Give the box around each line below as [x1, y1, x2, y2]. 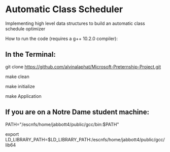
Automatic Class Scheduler [5, 4, 123, 15]
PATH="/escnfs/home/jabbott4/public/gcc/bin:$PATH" [5, 121, 119, 127]
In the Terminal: [5, 50, 56, 59]
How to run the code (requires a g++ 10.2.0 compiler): [5, 35, 118, 42]
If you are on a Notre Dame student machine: [5, 108, 150, 117]
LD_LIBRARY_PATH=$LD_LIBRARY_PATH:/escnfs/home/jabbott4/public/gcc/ [5, 136, 165, 142]
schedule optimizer [5, 25, 46, 31]
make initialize [5, 83, 35, 89]
